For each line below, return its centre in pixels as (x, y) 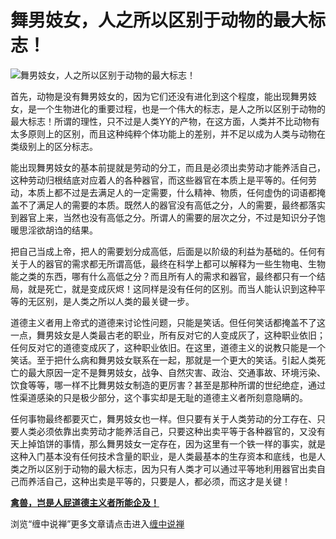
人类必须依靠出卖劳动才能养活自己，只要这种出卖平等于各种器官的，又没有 (172, 431)
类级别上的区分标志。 (54, 146)
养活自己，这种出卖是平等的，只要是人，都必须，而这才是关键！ (159, 481)
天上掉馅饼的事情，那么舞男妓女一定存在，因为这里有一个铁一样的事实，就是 (168, 443)
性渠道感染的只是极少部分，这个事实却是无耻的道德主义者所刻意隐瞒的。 (159, 397)
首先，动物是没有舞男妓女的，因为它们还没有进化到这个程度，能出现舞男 (159, 96)
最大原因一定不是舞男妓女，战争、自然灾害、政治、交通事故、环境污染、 (176, 372)
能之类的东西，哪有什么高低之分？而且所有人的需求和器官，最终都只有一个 (163, 276)
